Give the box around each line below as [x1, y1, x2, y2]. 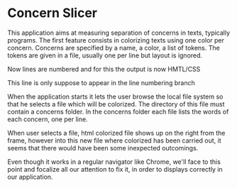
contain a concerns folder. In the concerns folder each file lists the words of [7, 107, 229, 116]
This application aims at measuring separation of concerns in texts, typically [7, 28, 231, 37]
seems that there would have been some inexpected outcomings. [7, 143, 199, 152]
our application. [7, 172, 53, 181]
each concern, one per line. [7, 115, 88, 123]
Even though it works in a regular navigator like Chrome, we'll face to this [7, 157, 221, 166]
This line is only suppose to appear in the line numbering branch [7, 78, 195, 87]
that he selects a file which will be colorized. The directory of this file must [7, 99, 225, 108]
